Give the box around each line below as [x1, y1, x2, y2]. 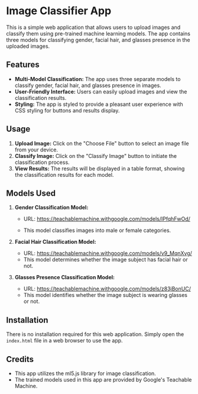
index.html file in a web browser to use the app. [6, 337, 123, 344]
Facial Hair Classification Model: [14, 238, 96, 246]
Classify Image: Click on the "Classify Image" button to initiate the [14, 152, 177, 159]
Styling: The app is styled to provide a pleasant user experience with [14, 101, 183, 108]
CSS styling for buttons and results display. [14, 106, 120, 114]
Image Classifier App [6, 4, 112, 18]
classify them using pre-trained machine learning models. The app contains [6, 30, 191, 37]
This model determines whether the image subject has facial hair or [23, 256, 188, 263]
